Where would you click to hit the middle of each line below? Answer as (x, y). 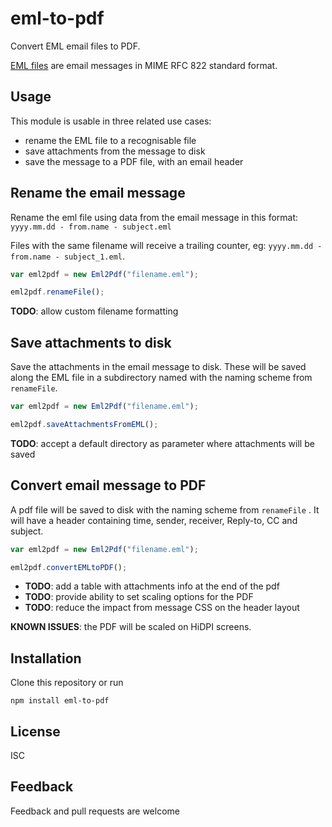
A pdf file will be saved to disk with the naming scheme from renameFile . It (165, 509)
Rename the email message (98, 193)
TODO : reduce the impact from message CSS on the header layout (162, 608)
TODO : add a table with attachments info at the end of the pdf (152, 586)
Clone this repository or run (67, 683)
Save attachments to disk (91, 342)
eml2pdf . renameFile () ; (57, 292)
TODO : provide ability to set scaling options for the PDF (139, 597)
